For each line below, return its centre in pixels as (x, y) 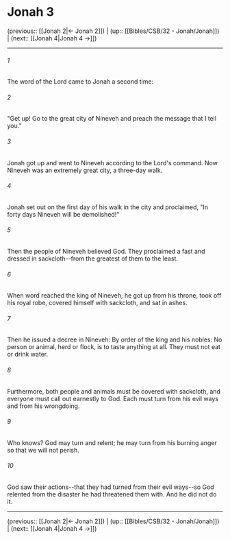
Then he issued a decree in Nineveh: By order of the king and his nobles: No (115, 339)
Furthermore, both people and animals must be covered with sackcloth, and (114, 391)
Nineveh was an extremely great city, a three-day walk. (85, 170)
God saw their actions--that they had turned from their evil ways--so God (111, 487)
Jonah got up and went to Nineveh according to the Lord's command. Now (112, 163)
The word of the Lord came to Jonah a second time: (80, 82)
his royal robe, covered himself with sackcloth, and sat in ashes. (97, 303)
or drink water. (28, 355)
